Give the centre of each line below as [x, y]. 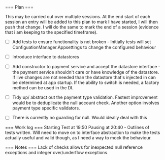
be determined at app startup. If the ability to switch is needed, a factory [86, 82]
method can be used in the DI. [43, 88]
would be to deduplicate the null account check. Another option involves [86, 103]
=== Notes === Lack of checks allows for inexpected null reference [74, 147]
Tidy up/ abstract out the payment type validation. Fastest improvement [85, 97]
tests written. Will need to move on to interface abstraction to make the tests [82, 133]
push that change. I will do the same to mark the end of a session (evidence [82, 27]
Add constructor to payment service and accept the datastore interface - [86, 67]
